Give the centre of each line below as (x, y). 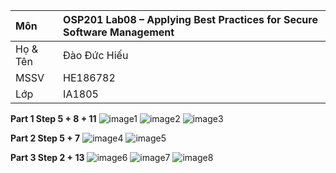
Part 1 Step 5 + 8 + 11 (53, 118)
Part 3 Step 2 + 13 (47, 157)
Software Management (119, 32)
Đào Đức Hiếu (96, 55)
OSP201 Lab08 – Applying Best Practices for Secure (190, 19)
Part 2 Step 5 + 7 (45, 138)
